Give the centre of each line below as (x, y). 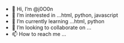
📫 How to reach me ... (39, 34)
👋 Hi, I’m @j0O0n (32, 9)
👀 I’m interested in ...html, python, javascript (65, 15)
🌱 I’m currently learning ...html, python (58, 21)
